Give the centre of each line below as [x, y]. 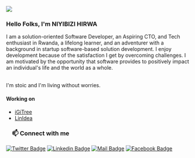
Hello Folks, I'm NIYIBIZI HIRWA [52, 24]
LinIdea [23, 118]
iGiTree [23, 112]
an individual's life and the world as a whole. [59, 68]
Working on [20, 98]
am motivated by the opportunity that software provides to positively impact [97, 61]
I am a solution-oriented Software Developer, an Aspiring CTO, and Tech [93, 37]
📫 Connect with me [41, 133]
